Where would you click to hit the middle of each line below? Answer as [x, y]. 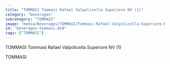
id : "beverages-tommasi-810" [36, 28]
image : [12, 24]
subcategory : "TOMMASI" [30, 19]
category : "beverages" [29, 14]
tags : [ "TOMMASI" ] [25, 33]
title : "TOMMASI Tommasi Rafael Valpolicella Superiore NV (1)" [74, 10]
